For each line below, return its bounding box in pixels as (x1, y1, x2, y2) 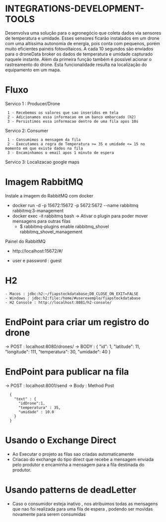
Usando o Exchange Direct (5, 435, 116, 446)
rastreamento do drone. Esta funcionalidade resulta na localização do (5, 62, 147, 67)
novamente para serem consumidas (12, 511, 86, 517)
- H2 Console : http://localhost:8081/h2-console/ (5, 300, 112, 305)
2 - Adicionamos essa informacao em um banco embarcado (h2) (7, 115, 136, 120)
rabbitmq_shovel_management (19, 229, 83, 235)
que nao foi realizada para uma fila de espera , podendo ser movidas (12, 506, 153, 512)
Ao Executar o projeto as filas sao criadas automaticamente (12, 451, 134, 457)
